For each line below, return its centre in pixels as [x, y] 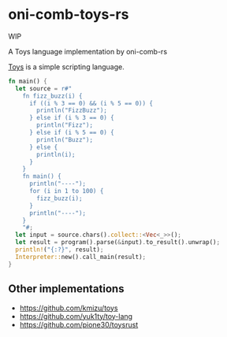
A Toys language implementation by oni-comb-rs [88, 51]
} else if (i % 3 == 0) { [71, 118]
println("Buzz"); [65, 139]
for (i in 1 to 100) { [66, 191]
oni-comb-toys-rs [69, 15]
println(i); [56, 154]
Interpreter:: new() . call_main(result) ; [81, 257]
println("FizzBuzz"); [72, 111]
